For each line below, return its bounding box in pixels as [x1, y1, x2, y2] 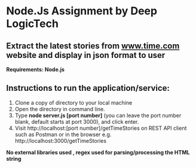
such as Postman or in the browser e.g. [14, 130, 112, 138]
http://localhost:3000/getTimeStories [14, 137, 106, 144]
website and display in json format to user [6, 50, 166, 60]
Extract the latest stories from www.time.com [6, 41, 180, 51]
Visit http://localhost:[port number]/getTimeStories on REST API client [14, 124, 187, 132]
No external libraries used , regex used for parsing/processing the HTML [6, 148, 190, 156]
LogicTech [6, 17, 59, 30]
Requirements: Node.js [6, 66, 65, 73]
